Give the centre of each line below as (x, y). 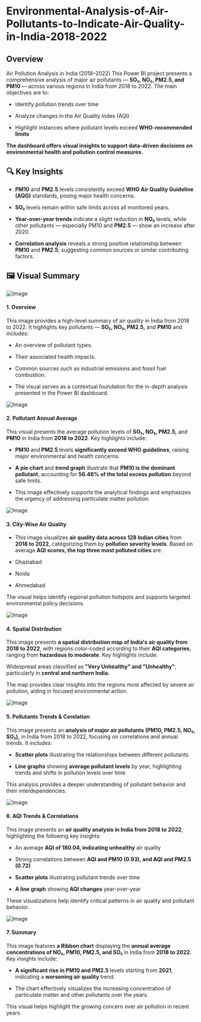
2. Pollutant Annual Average (42, 418)
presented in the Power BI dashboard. (62, 393)
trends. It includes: (29, 743)
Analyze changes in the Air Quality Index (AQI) (72, 116)
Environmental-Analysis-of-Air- (88, 11)
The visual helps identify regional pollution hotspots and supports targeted (98, 597)
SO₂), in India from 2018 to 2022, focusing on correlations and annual (92, 737)
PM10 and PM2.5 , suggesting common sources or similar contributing (102, 250)
